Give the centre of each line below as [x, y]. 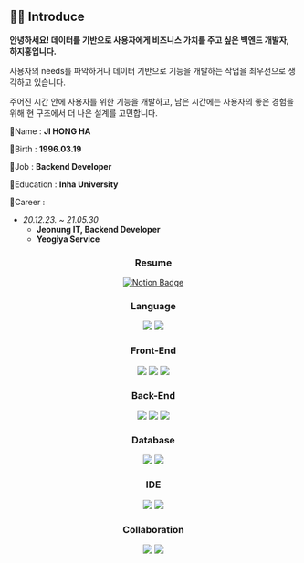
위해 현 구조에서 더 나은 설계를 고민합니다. [84, 113]
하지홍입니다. [33, 51]
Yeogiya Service [68, 239]
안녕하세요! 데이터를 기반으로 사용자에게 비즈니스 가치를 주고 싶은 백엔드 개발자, [149, 40]
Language [153, 307]
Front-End [153, 350]
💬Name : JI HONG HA [50, 131]
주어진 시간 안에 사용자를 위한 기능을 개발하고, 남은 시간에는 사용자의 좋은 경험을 [152, 101]
